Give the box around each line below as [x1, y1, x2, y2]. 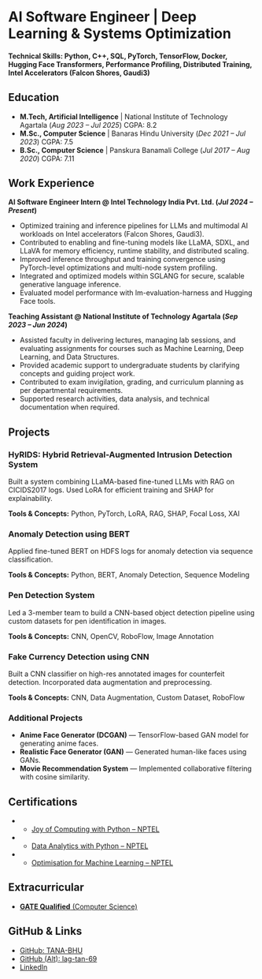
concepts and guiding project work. [19, 369, 135, 379]
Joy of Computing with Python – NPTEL [31, 824, 160, 834]
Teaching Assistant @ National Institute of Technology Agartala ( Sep [8, 312, 238, 321]
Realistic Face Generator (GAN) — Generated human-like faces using [19, 747, 247, 757]
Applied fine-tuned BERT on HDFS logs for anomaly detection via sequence [8, 547, 253, 556]
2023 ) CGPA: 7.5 [19, 136, 73, 146]
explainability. [8, 494, 53, 503]
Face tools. [19, 297, 56, 306]
